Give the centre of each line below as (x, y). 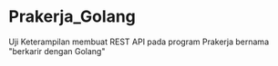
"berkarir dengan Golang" (57, 51)
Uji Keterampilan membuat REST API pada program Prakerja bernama (139, 42)
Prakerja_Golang (72, 17)
